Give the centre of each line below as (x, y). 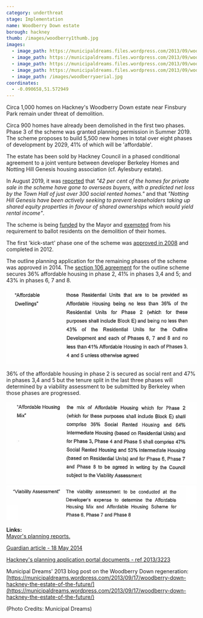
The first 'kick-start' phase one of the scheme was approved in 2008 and (97, 243)
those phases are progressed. (43, 393)
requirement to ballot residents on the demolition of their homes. (86, 231)
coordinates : (23, 83)
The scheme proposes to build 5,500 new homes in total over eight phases (99, 138)
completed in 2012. (30, 249)
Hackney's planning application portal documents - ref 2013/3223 (89, 560)
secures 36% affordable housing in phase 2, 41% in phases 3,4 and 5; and (99, 274)
